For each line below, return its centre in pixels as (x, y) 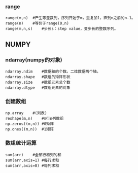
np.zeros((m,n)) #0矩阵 (30, 124)
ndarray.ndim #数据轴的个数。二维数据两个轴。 (53, 72)
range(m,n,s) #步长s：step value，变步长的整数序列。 (62, 29)
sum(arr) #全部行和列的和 (33, 155)
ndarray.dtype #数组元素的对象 (38, 88)
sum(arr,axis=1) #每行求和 (32, 160)
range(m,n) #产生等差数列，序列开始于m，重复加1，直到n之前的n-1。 (70, 18)
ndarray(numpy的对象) (34, 60)
